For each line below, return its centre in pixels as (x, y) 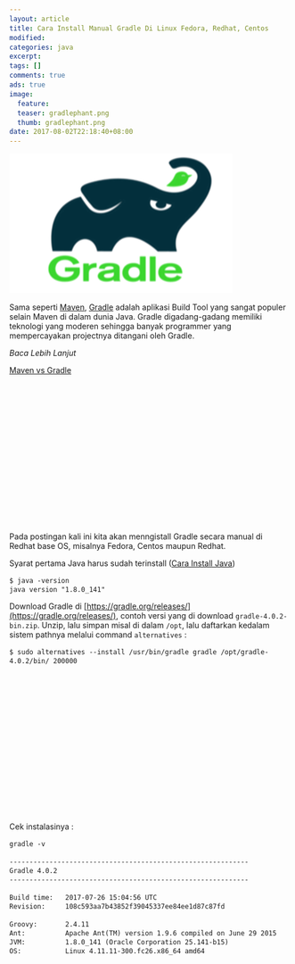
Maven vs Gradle (41, 370)
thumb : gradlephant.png (61, 122)
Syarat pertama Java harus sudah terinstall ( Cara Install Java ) (123, 563)
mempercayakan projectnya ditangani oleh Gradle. (102, 336)
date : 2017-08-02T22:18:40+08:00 (71, 132)
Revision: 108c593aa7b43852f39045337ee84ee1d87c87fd (117, 907)
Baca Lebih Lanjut (43, 353)
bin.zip (24, 626)
